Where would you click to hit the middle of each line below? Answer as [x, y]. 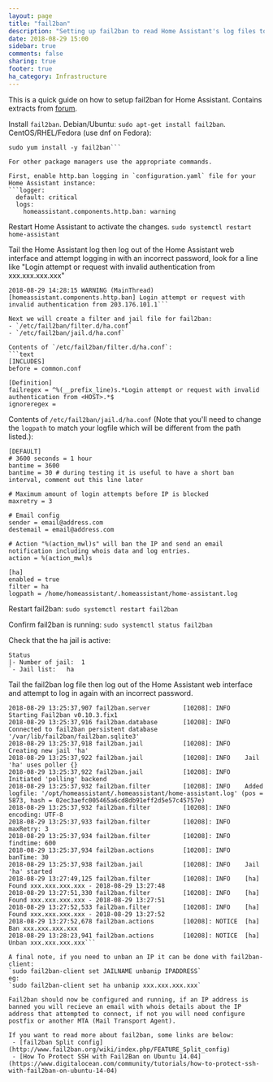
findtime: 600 [32, 843]
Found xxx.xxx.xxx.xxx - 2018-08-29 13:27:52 [87, 914]
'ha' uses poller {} [43, 765]
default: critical [47, 197]
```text [22, 354]
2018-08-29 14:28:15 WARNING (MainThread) [81, 290]
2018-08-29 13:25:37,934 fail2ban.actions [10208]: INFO [119, 850]
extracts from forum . [43, 108]
